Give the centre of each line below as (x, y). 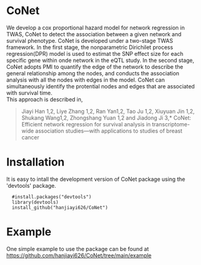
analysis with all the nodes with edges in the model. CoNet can (86, 80)
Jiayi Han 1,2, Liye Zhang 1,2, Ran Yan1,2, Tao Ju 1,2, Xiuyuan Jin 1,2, (108, 111)
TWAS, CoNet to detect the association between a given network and (94, 34)
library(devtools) (36, 202)
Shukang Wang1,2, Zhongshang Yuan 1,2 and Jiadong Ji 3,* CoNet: (106, 118)
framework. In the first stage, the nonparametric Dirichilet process (90, 47)
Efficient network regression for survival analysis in (86, 124)
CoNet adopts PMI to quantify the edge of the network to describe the (95, 67)
